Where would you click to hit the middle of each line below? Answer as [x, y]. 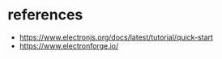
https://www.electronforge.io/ [69, 45]
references [45, 15]
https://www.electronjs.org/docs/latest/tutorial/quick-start [116, 37]
